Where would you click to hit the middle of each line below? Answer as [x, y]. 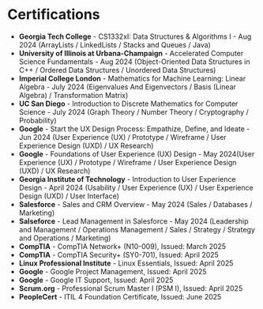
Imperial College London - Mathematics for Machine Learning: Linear [132, 78]
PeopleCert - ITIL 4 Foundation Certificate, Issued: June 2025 [120, 296]
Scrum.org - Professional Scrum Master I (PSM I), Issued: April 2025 [131, 288]
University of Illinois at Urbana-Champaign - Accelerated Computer [131, 53]
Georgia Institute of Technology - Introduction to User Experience [127, 179]
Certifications [54, 15]
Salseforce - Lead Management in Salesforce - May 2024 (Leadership [134, 221]
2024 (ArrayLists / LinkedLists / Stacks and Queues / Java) [115, 44]
